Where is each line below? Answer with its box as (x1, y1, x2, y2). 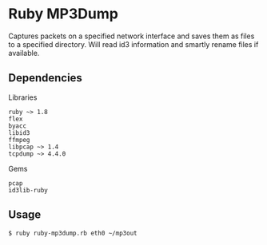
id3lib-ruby (8, 186, 48, 194)
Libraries (8, 93, 38, 102)
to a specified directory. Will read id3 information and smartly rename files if (8, 39, 259, 49)
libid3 (8, 128, 30, 136)
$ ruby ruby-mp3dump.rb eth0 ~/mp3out (8, 229, 137, 237)
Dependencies (8, 71, 82, 85)
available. (8, 48, 40, 57)
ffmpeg (8, 136, 30, 144)
